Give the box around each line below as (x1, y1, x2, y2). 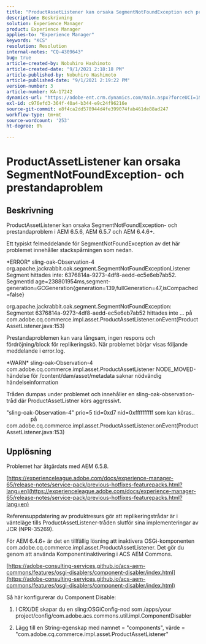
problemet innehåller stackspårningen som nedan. (6, 247, 134, 254)
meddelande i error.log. (6, 347, 66, 355)
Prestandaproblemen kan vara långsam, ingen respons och (6, 334, 156, 342)
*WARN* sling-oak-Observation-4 (6, 359, 93, 367)
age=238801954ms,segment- (35, 278, 111, 285)
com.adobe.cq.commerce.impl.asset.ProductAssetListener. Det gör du (6, 543, 185, 551)
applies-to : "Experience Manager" (6, 32, 95, 38)
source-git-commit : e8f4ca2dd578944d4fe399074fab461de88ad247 (6, 105, 169, 112)
